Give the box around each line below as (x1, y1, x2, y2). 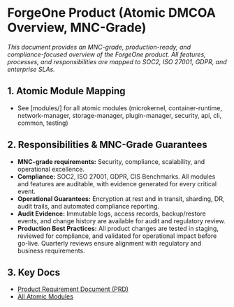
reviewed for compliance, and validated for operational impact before (17, 232, 217, 240)
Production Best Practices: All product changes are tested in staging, (17, 224, 219, 232)
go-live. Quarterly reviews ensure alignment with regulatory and (17, 239, 202, 247)
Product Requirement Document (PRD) (17, 285, 129, 294)
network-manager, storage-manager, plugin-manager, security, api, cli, (17, 111, 222, 119)
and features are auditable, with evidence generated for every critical (17, 179, 217, 188)
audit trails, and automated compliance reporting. (17, 202, 159, 210)
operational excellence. (17, 165, 85, 173)
